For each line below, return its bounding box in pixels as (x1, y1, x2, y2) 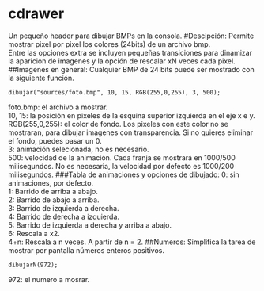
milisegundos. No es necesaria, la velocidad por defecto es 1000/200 (8, 161, 235, 170)
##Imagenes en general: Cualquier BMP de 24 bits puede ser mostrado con (8, 64, 255, 74)
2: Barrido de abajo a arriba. (8, 195, 100, 205)
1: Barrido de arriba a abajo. (8, 186, 99, 196)
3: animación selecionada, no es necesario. (8, 144, 149, 154)
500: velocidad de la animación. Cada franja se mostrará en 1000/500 (8, 152, 236, 163)
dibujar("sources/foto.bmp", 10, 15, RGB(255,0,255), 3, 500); (8, 88, 221, 96)
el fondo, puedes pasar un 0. (8, 136, 102, 145)
